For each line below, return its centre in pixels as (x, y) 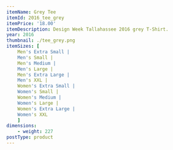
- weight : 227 (35, 132)
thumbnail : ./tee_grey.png (41, 40)
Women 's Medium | (40, 97)
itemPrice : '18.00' (31, 23)
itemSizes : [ (23, 47)
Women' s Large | (38, 103)
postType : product (30, 137)
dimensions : (21, 126)
